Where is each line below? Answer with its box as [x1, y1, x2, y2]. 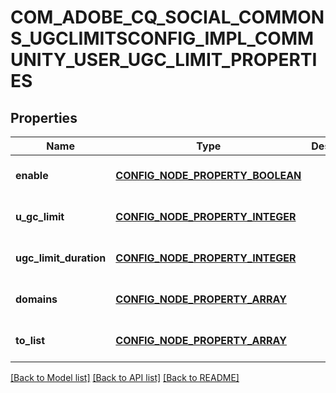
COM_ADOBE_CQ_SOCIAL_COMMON [10, 6, 325, 29]
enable [15, 169, 49, 182]
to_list [15, 334, 46, 347]
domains [15, 292, 58, 306]
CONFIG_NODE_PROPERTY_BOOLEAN [115, 169, 302, 182]
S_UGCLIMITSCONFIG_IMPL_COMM [10, 27, 315, 50]
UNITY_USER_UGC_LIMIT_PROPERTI [10, 49, 318, 71]
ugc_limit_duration [15, 251, 107, 265]
